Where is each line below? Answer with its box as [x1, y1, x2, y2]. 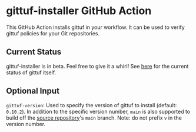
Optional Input [6, 86, 60, 96]
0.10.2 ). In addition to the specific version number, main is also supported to [6, 108, 190, 115]
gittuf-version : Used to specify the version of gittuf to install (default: [6, 101, 177, 108]
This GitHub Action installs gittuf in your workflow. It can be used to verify [6, 24, 185, 31]
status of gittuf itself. [6, 69, 57, 76]
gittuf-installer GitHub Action [6, 4, 152, 18]
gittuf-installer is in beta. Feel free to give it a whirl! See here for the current [6, 62, 189, 70]
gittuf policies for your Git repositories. [6, 29, 100, 37]
